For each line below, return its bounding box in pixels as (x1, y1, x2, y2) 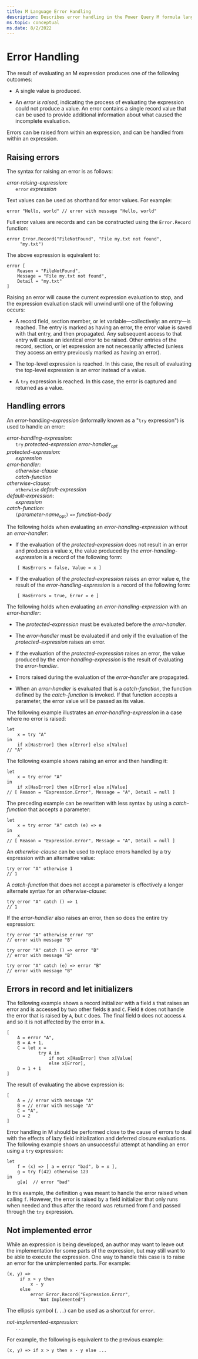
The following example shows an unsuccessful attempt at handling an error (6, 1141, 189, 1148)
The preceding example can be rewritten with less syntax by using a (6, 800, 172, 807)
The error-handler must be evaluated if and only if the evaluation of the (15, 632, 187, 640)
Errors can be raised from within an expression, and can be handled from (6, 129, 184, 136)
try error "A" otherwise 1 (6, 866, 73, 872)
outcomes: (6, 76, 33, 83)
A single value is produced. (15, 88, 82, 95)
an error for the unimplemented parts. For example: (6, 1260, 131, 1267)
